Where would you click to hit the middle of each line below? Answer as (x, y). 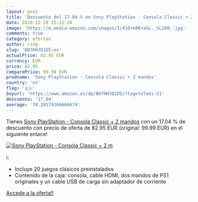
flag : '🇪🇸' (21, 88)
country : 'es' (24, 83)
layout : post (22, 11)
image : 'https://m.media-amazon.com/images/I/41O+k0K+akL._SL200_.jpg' (96, 28)
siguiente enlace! (27, 134)
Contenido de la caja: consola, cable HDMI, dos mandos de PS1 (92, 175)
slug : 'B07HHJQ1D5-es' (34, 50)
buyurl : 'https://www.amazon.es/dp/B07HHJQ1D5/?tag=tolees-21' (85, 94)
